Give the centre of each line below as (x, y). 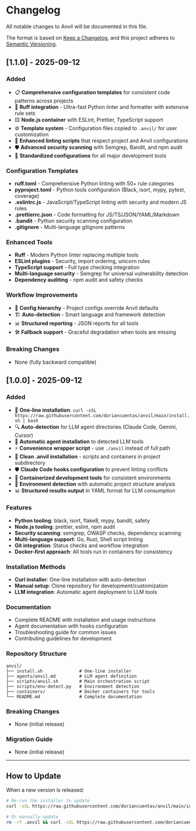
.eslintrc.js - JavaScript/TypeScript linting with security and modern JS (100, 202)
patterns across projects (44, 101)
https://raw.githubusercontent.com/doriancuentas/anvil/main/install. (102, 415)
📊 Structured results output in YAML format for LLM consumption (95, 490)
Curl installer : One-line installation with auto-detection (80, 580)
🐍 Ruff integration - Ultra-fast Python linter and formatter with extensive (101, 107)
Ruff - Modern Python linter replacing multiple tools (76, 255)
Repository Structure (36, 654)
